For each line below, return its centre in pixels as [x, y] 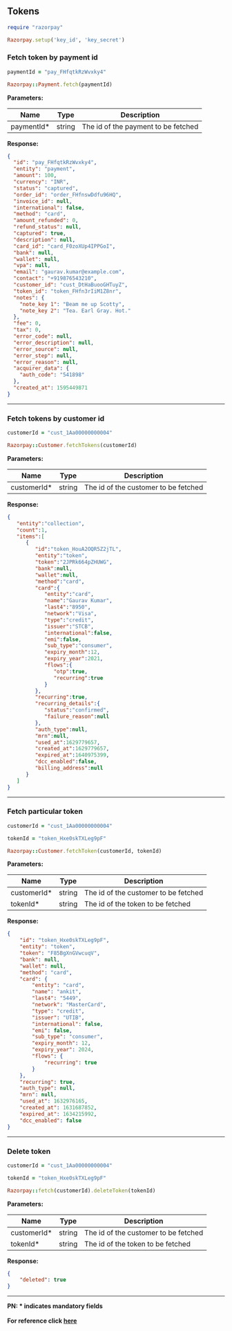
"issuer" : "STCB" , [69, 626]
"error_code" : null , [43, 336]
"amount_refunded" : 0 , [46, 221]
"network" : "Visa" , [70, 614]
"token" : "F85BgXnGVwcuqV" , [60, 953]
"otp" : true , [71, 671]
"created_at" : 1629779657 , [72, 749]
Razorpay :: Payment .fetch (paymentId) [60, 84]
